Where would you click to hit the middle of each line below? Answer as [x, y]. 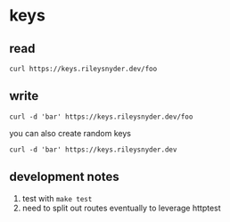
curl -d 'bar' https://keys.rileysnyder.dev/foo [101, 117]
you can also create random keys [70, 133]
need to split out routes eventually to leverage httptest [121, 208]
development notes [65, 177]
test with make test [57, 198]
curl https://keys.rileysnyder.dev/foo [83, 69]
